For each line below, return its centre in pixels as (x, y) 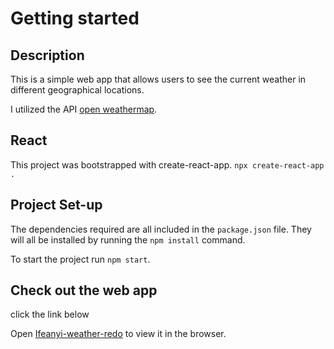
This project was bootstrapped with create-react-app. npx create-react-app (167, 164)
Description (47, 55)
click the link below (50, 314)
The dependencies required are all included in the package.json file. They (161, 229)
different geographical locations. (77, 90)
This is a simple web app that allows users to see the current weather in (158, 79)
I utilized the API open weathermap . (84, 109)
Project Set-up (56, 205)
